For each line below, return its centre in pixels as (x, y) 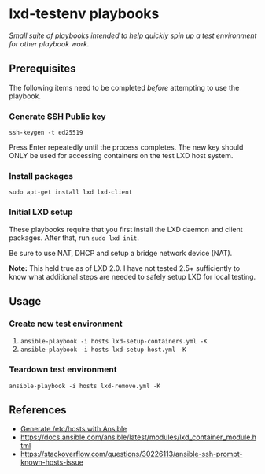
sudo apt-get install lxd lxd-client (71, 193)
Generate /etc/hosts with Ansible (74, 429)
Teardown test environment (63, 369)
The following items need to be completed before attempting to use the (124, 87)
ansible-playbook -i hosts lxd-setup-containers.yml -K (114, 342)
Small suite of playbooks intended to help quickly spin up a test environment (133, 35)
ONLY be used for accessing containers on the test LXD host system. (121, 156)
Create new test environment (66, 324)
